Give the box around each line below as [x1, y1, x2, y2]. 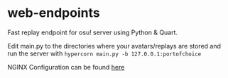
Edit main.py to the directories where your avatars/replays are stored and [7, 41, 222, 50]
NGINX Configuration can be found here [7, 63, 125, 71]
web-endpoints [7, 5, 101, 21]
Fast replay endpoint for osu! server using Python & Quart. [7, 28, 178, 37]
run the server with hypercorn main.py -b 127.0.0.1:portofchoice [7, 49, 202, 58]
